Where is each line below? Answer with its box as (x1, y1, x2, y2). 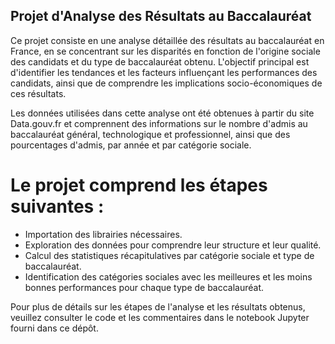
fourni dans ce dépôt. (10, 322, 99, 334)
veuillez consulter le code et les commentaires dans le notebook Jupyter (10, 311, 310, 323)
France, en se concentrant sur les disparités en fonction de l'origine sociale (10, 45, 321, 57)
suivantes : (10, 195, 105, 218)
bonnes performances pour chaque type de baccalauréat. (24, 281, 265, 293)
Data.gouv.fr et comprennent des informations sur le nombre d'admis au (10, 117, 308, 129)
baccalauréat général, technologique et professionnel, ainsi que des (10, 128, 291, 140)
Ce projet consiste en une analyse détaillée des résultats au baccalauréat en (10, 34, 325, 46)
